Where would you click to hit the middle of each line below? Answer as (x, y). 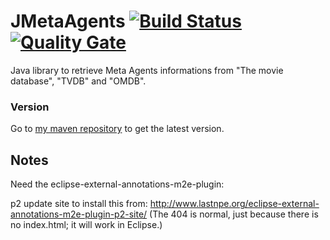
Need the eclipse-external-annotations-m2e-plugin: (117, 184)
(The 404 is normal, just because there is (234, 214)
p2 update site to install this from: (79, 204)
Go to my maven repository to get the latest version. (117, 129)
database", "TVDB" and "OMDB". (78, 81)
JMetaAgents (68, 21)
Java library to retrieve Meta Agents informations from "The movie (147, 70)
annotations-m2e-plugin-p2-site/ (79, 214)
